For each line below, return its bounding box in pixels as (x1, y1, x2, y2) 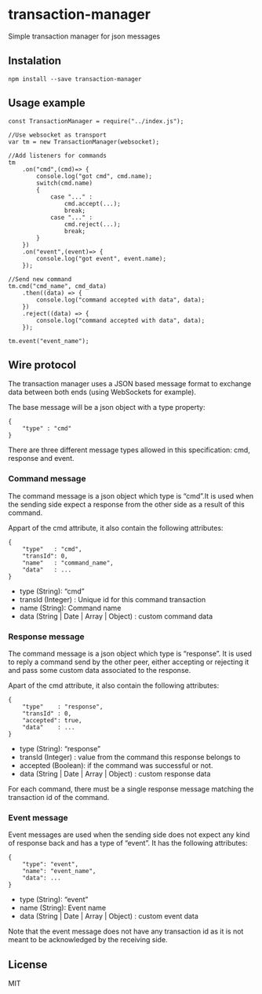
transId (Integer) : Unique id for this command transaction (19, 594, 206, 604)
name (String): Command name (19, 603, 122, 612)
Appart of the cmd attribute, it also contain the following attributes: (8, 523, 224, 532)
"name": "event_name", (22, 868, 96, 875)
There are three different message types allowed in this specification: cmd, (8, 445, 251, 455)
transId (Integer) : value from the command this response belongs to (19, 752, 241, 762)
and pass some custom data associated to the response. (8, 665, 191, 674)
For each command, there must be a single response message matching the (8, 784, 254, 794)
